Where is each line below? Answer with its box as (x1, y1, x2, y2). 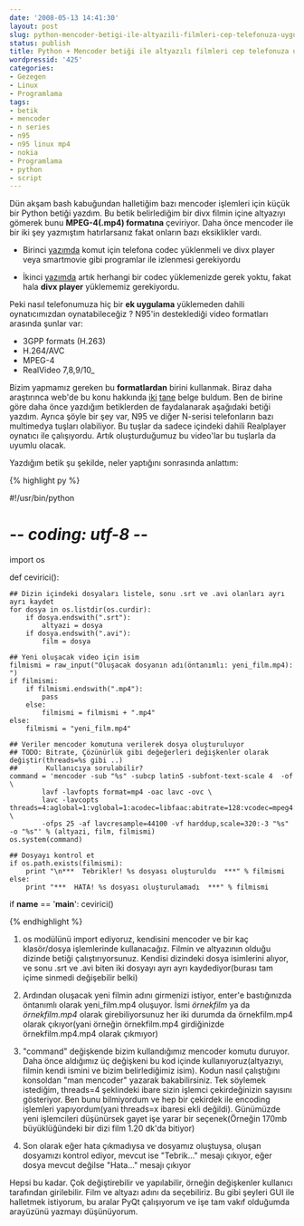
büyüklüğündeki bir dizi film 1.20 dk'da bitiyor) (22, 1123, 195, 1134)
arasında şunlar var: (9, 318, 83, 329)
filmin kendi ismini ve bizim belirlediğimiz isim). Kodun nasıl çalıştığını (22, 1066, 280, 1076)
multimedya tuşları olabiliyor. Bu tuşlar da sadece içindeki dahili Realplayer (9, 420, 287, 431)
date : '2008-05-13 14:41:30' (9, 13, 119, 23)
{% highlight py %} (9, 475, 81, 486)
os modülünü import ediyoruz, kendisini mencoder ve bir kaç (22, 934, 249, 945)
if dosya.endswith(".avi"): (25, 629, 131, 639)
